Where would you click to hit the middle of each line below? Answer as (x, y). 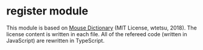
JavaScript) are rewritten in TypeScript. (56, 40)
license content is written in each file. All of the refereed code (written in (97, 34)
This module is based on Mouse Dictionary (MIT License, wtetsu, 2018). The (102, 28)
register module (47, 11)
